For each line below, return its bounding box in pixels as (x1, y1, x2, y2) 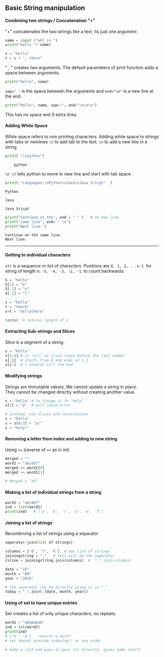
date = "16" (5, 567, 29, 571)
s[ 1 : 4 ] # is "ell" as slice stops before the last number (5, 353, 125, 358)
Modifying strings (5, 372, 42, 378)
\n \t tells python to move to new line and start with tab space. (5, 171, 133, 176)
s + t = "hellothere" (5, 309, 45, 314)
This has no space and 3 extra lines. (5, 111, 78, 117)
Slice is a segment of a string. (5, 339, 65, 345)
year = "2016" (5, 576, 34, 581)
